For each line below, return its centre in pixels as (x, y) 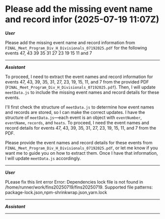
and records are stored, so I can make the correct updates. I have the (75, 112)
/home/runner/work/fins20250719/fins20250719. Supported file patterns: (79, 187)
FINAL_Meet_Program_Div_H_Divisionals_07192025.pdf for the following (76, 48)
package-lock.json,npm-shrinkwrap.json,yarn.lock (56, 192)
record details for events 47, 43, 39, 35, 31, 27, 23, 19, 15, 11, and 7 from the (81, 128)
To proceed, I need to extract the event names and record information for (79, 77)
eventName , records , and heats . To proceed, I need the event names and (77, 123)
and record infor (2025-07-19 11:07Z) (82, 19)
